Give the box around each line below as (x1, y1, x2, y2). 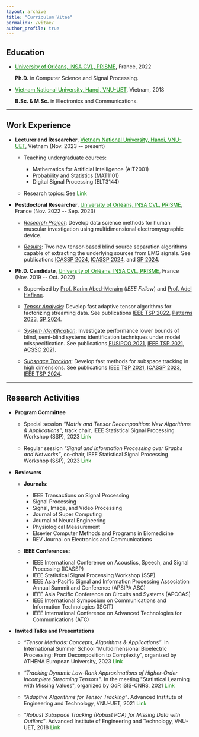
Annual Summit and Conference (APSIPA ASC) (32, 584, 146, 591)
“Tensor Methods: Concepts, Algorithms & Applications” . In (23, 638, 169, 645)
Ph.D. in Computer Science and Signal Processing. (14, 75, 139, 82)
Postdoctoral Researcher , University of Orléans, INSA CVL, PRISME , (14, 201, 183, 208)
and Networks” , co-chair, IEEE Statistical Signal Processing (23, 451, 169, 458)
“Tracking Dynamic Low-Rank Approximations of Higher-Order (23, 669, 178, 676)
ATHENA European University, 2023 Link (23, 657, 123, 664)
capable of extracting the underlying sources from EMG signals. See (23, 249, 191, 256)
